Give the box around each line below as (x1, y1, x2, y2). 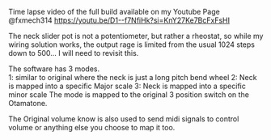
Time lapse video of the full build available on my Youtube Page (8, 7, 220, 16)
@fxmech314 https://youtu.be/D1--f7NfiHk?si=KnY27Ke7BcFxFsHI (8, 15, 231, 25)
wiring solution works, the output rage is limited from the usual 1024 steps (8, 40, 255, 49)
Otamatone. (8, 99, 48, 108)
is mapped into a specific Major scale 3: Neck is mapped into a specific (8, 81, 247, 91)
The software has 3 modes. (8, 64, 100, 74)
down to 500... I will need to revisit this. (8, 49, 139, 57)
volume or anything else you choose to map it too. (8, 123, 176, 132)
